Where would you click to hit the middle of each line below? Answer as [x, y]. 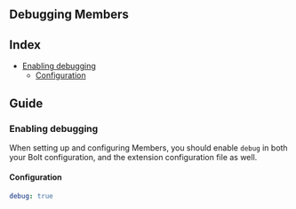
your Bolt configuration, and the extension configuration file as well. [133, 157]
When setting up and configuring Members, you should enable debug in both [148, 147]
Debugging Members [69, 15]
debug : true [31, 197]
